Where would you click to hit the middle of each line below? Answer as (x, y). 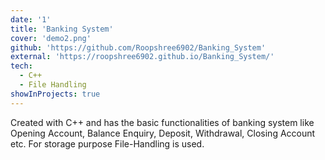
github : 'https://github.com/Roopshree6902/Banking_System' (138, 47)
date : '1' (31, 19)
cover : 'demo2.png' (51, 38)
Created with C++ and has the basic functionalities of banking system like (162, 122)
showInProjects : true (55, 94)
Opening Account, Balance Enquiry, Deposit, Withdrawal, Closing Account (163, 133)
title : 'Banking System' (62, 29)
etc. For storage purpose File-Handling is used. (107, 143)
